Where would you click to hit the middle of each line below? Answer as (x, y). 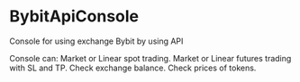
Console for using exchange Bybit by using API (96, 41)
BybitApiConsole (74, 16)
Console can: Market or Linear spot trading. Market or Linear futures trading (150, 58)
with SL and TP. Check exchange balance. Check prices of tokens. (133, 68)
